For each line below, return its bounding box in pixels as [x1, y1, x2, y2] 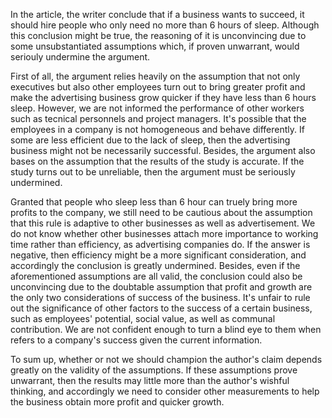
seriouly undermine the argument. [10, 51, 151, 63]
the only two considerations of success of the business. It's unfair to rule [10, 292, 311, 303]
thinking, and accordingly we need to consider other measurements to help [10, 385, 320, 397]
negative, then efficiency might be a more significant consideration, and [10, 249, 307, 261]
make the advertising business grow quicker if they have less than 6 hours [10, 92, 317, 103]
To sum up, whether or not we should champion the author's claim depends [10, 354, 323, 365]
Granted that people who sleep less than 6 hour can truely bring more [10, 196, 298, 208]
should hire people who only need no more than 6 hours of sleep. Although [10, 19, 320, 31]
